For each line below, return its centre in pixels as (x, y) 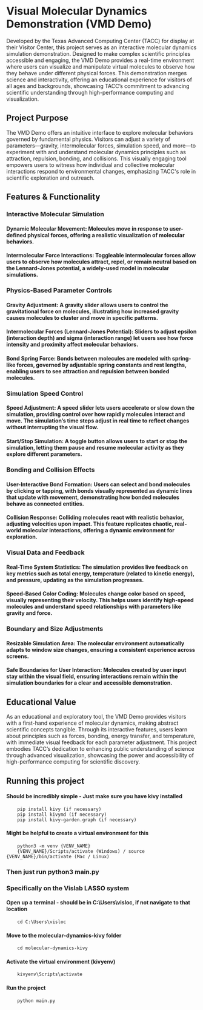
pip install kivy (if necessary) (59, 809)
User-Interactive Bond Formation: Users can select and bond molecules (98, 484)
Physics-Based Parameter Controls (59, 291)
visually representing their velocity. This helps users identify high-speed (100, 600)
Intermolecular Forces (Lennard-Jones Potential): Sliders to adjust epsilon (101, 331)
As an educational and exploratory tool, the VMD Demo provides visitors (96, 717)
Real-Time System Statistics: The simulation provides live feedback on (97, 567)
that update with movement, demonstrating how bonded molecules (93, 497)
